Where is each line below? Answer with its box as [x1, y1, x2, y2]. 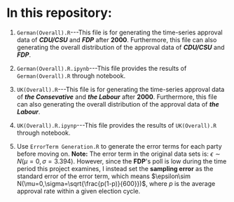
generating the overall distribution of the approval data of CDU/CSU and [16, 43, 225, 51]
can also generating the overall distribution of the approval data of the [16, 100, 220, 108]
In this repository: [6, 5, 113, 21]
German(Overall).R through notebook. [16, 72, 126, 80]
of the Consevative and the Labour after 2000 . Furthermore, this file [16, 93, 218, 101]
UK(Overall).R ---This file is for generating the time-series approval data [16, 85, 225, 93]
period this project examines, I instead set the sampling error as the [16, 164, 214, 173]
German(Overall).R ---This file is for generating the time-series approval [16, 28, 223, 36]
